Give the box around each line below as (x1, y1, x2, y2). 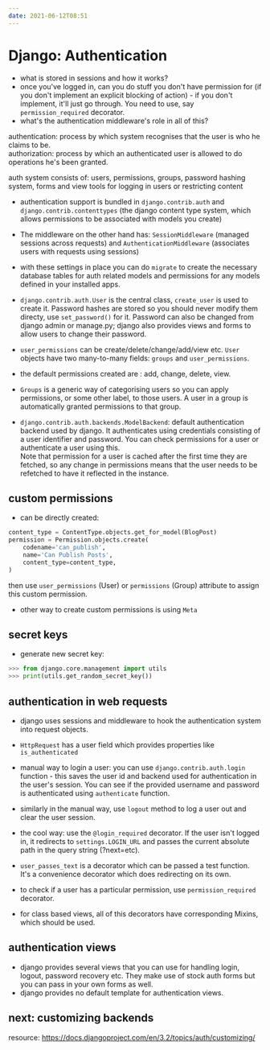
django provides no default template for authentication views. (19, 987, 224, 998)
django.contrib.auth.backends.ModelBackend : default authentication (19, 417, 245, 426)
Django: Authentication (8, 46, 167, 64)
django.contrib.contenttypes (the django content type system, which (19, 205, 252, 215)
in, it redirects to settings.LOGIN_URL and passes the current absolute (19, 837, 250, 846)
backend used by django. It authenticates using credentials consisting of (19, 426, 261, 435)
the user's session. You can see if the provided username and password (19, 780, 260, 789)
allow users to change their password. (19, 329, 147, 339)
